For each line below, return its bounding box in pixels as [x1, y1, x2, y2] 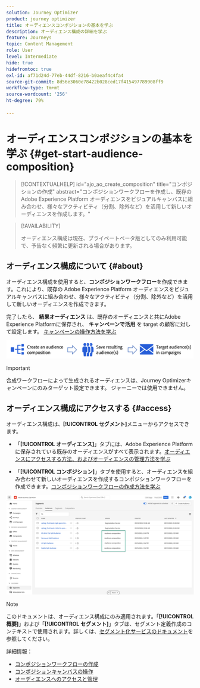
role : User [6, 48, 33, 54]
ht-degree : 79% [6, 98, 44, 104]
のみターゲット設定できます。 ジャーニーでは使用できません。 [37, 384, 189, 391]
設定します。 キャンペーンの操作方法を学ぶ [11, 328, 117, 335]
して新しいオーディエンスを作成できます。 [6, 300, 110, 307]
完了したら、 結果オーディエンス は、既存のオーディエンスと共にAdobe [6, 313, 181, 320]
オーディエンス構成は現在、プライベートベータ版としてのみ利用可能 [20, 234, 187, 241]
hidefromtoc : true [6, 66, 52, 72]
